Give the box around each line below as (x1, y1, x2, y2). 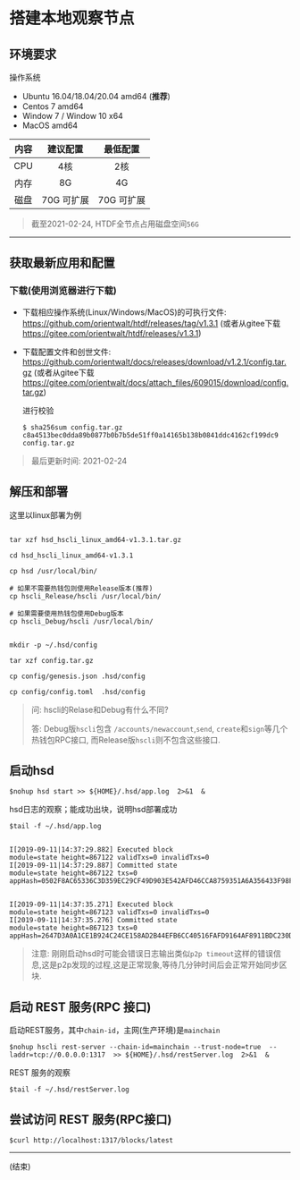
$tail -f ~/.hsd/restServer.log (9, 1085, 129, 1094)
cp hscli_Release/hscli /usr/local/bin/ (9, 591, 162, 600)
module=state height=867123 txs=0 (9, 923, 138, 933)
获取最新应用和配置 (9, 256, 115, 271)
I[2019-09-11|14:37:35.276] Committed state (9, 916, 178, 925)
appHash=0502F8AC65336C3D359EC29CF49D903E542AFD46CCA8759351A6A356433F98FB (9, 877, 297, 886)
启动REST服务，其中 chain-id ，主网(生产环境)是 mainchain (9, 1025, 221, 1036)
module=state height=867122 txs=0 (9, 869, 138, 878)
